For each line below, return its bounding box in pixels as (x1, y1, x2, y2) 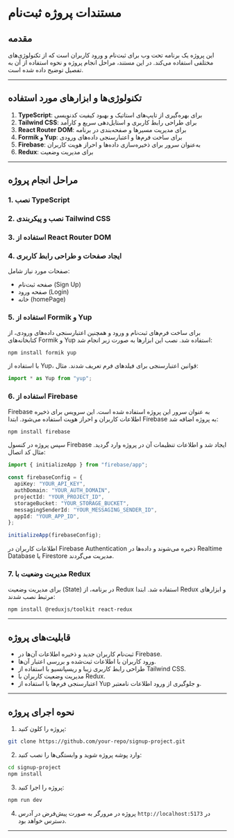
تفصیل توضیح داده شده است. (8, 66, 84, 74)
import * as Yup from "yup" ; (8, 375, 92, 382)
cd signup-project (8, 764, 61, 771)
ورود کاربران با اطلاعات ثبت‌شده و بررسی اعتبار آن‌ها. (17, 657, 157, 666)
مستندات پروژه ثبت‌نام (8, 5, 122, 21)
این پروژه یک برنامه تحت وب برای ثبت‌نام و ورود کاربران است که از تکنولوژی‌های (8, 51, 215, 59)
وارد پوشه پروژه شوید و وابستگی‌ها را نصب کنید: (17, 750, 142, 759)
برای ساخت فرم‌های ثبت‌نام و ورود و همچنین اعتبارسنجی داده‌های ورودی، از (8, 328, 201, 336)
